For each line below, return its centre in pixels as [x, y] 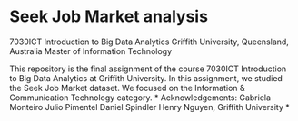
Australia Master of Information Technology [91, 51]
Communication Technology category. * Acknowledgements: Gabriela [140, 98]
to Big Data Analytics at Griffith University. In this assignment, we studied [146, 78]
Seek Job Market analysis [109, 17]
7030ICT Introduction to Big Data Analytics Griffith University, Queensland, [149, 42]
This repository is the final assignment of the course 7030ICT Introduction [148, 69]
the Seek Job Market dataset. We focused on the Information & [127, 88]
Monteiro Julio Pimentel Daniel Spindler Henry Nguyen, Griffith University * [150, 107]
